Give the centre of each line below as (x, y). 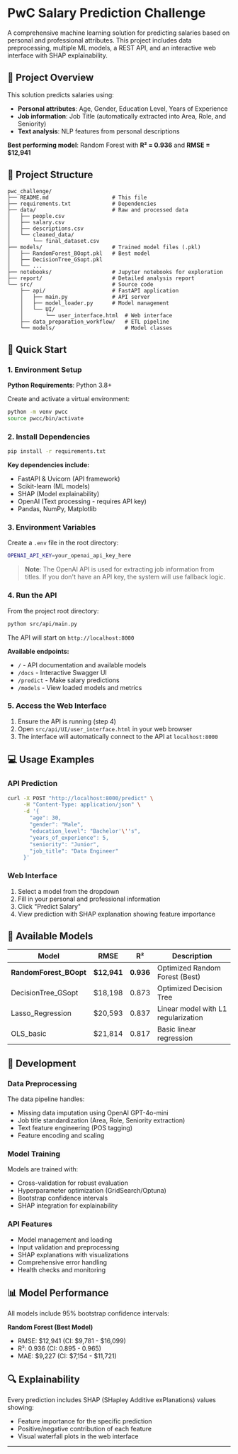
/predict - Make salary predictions (68, 680)
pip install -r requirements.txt (57, 452)
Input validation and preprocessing (68, 1247)
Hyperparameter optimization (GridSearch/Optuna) (92, 1191)
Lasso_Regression (41, 1013)
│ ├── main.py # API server (85, 297)
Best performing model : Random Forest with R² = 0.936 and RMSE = (109, 145)
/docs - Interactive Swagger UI (62, 672)
